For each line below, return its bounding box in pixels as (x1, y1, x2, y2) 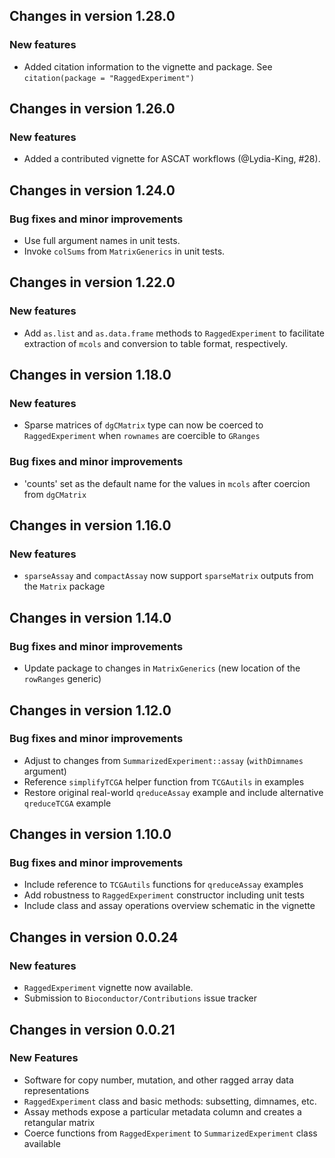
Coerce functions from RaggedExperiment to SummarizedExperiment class (23, 1127, 318, 1139)
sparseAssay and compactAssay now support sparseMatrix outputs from (23, 570, 314, 582)
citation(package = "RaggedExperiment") (23, 73, 195, 83)
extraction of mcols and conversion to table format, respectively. (23, 337, 289, 349)
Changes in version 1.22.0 (9, 274, 176, 291)
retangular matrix (23, 1116, 96, 1128)
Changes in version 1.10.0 (9, 826, 172, 843)
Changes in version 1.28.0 (9, 8, 176, 25)
